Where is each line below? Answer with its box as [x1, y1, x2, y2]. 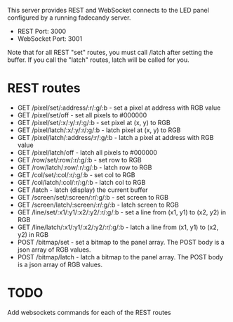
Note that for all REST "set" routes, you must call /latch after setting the [7, 49, 213, 56]
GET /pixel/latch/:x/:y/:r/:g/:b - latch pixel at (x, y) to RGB [17, 126, 181, 134]
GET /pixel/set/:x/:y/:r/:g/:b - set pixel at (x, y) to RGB [17, 118, 171, 127]
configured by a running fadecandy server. [7, 13, 131, 22]
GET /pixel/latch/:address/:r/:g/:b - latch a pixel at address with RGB [17, 133, 214, 141]
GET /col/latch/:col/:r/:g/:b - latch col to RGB [17, 178, 146, 186]
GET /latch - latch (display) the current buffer [17, 186, 149, 194]
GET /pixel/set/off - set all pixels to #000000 [17, 110, 147, 119]
